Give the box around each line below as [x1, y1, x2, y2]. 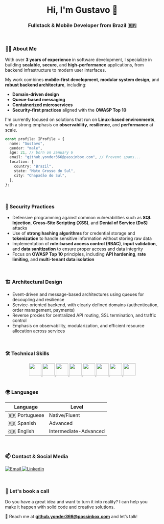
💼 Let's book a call [5, 488, 49, 495]
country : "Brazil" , [14, 164, 54, 169]
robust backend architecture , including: [5, 82, 87, 87]
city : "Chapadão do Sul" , [14, 173, 67, 178]
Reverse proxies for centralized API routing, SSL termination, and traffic [12, 312, 157, 318]
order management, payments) [12, 307, 75, 313]
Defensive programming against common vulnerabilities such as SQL [12, 214, 152, 220]
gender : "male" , [9, 146, 43, 150]
